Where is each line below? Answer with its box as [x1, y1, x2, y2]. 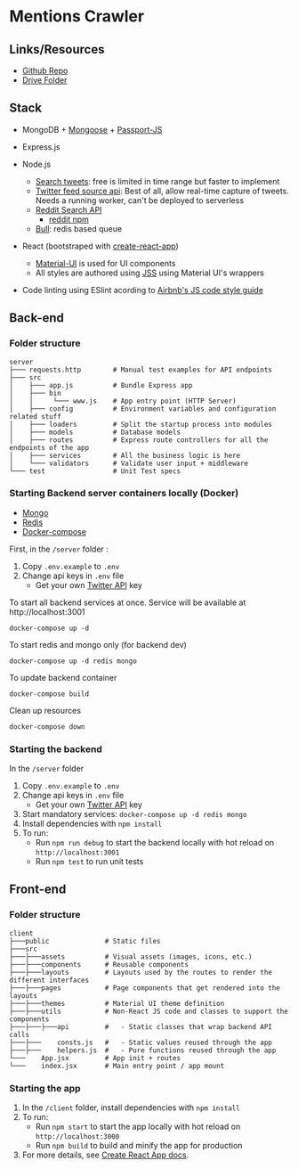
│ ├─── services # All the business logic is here [9, 451, 241, 460]
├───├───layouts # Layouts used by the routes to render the [9, 968, 273, 977]
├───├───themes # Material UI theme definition [9, 999, 225, 1008]
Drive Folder [21, 75, 68, 86]
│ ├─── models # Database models [9, 428, 181, 437]
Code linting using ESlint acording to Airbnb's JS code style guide [21, 284, 264, 295]
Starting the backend [9, 742, 102, 755]
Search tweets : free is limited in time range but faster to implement [35, 176, 280, 186]
